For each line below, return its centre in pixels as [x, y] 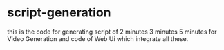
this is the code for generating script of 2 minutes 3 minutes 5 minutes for [112, 32]
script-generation [59, 13]
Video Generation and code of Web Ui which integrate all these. [98, 38]
